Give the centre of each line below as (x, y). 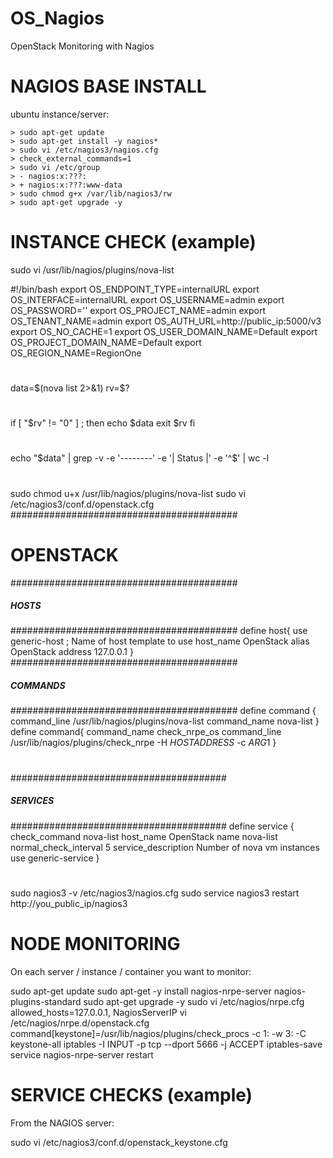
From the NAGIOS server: (62, 1123)
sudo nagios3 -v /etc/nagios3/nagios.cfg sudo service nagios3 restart (155, 893)
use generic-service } (55, 858)
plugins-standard (46, 1001)
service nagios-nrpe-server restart (82, 1054)
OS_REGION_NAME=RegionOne (76, 353)
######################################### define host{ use (159, 631)
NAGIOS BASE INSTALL (108, 86)
